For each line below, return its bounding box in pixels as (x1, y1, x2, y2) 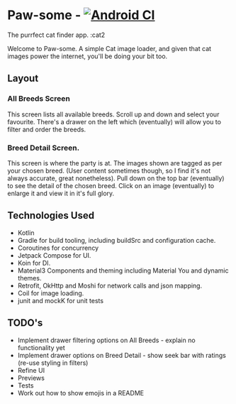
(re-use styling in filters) (17, 359, 89, 367)
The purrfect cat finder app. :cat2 (7, 31, 106, 39)
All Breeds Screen (7, 94, 71, 104)
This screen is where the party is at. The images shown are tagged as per (7, 158, 223, 167)
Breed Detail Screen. (7, 143, 80, 153)
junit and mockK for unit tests (17, 296, 104, 305)
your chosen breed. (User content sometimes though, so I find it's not (7, 166, 211, 175)
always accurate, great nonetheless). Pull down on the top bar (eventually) (7, 174, 225, 182)
